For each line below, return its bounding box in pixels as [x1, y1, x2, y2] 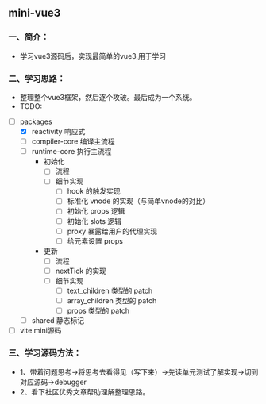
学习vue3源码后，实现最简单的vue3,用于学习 [19, 51, 167, 60]
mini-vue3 [8, 6, 61, 20]
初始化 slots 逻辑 [67, 216, 121, 225]
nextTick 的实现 [55, 266, 107, 275]
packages [19, 117, 53, 126]
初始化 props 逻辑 [67, 206, 125, 216]
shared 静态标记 [31, 316, 85, 325]
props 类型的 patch [67, 306, 130, 316]
